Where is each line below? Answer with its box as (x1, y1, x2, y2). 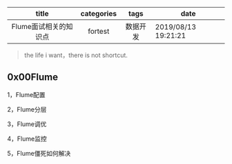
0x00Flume (7, 72, 59, 83)
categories (80, 9, 117, 18)
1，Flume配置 (7, 90, 46, 99)
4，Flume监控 (7, 134, 47, 143)
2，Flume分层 (7, 105, 47, 113)
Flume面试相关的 (11, 22, 67, 31)
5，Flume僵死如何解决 (7, 149, 71, 157)
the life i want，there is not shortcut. (23, 51, 128, 59)
